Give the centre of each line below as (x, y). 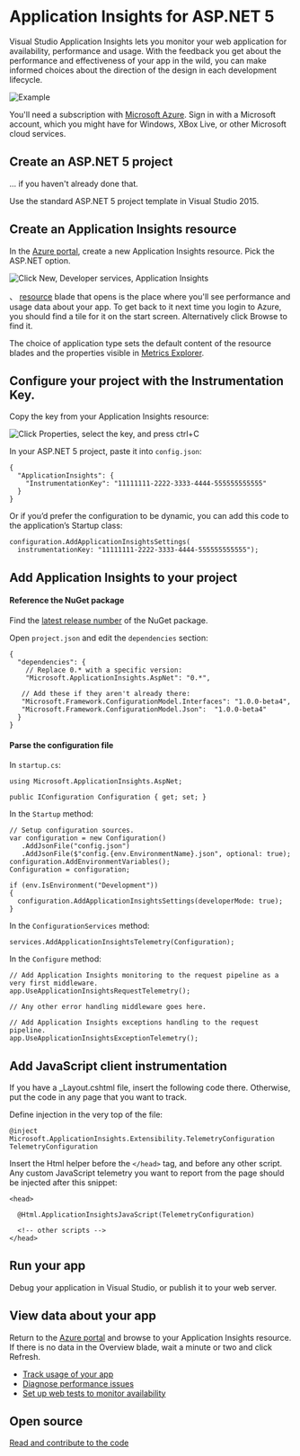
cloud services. (38, 133)
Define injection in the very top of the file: (86, 1114)
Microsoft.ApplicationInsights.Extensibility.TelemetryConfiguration (142, 1139)
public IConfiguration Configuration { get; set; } (108, 798)
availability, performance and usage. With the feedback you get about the (145, 50)
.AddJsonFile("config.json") (75, 846)
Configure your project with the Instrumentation (147, 381)
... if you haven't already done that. (74, 183)
